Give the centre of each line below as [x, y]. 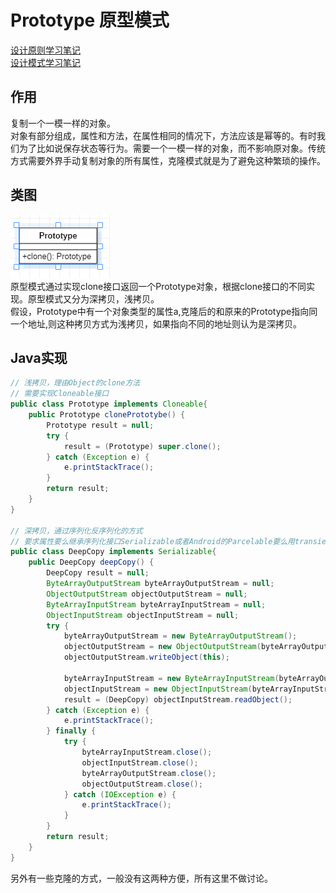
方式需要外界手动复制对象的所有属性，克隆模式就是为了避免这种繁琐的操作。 [168, 160]
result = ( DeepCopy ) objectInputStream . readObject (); [178, 699]
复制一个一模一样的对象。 [63, 123]
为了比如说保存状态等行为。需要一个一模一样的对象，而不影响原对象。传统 [172, 148]
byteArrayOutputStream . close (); [149, 773]
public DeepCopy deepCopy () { [91, 562]
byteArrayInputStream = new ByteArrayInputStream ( [171, 678]
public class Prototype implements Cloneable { [109, 404]
